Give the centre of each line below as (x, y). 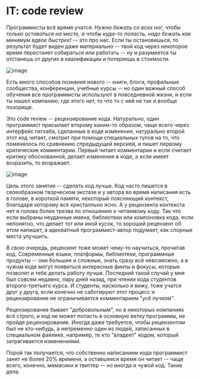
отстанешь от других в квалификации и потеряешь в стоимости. (88, 59)
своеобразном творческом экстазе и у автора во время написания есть (99, 192)
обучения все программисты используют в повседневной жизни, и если (99, 94)
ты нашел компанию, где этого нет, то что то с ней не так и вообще (92, 101)
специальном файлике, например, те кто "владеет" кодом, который (92, 335)
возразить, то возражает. (38, 163)
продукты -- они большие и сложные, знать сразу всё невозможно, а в (97, 260)
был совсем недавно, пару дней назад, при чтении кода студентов (91, 279)
